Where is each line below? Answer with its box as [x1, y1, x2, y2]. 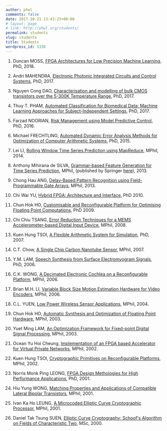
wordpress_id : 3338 [5, 44, 46, 49]
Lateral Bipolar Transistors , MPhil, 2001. [12, 390, 94, 396]
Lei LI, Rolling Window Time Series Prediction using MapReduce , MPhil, [12, 147, 159, 153]
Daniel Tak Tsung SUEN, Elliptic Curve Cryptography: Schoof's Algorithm [12, 415, 162, 421]
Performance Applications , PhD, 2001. [12, 375, 91, 381]
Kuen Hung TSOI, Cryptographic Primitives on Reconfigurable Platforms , [12, 355, 161, 361]
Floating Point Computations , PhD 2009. [12, 207, 96, 213]
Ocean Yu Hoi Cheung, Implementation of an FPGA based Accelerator [12, 340, 156, 346]
